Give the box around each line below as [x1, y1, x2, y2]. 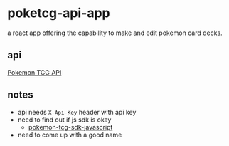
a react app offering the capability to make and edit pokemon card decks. [7, 28, 223, 37]
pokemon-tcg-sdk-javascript [28, 122, 113, 131]
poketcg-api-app [7, 5, 110, 21]
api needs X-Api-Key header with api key [17, 108, 137, 116]
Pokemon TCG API [7, 68, 62, 76]
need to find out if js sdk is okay [17, 115, 112, 124]
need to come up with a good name [17, 130, 122, 139]
